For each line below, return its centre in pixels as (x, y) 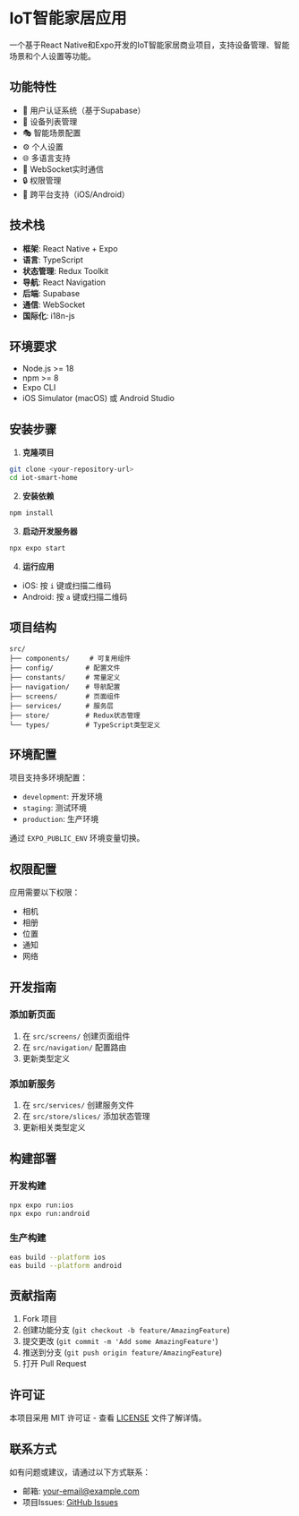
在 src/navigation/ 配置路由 (74, 1047)
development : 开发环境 (62, 797)
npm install (31, 513)
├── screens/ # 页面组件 (65, 696)
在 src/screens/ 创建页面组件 (76, 1036)
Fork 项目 (40, 1319)
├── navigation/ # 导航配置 (65, 687)
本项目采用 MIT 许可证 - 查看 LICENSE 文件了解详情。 (108, 1418)
